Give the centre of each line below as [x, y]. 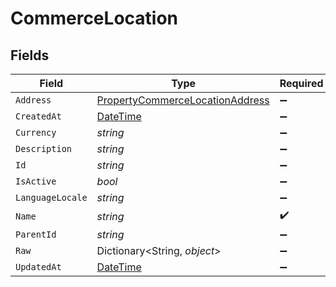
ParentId [36, 234]
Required [301, 83]
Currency [36, 132]
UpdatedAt [38, 267]
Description [44, 148]
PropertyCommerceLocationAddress [183, 100]
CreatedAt [38, 116]
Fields [30, 55]
